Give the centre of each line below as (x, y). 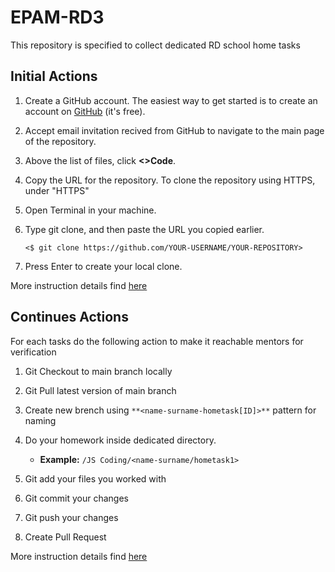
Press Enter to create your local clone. (103, 266)
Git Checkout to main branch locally (98, 371)
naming (40, 420)
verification (33, 352)
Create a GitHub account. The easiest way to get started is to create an (171, 100)
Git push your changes (71, 517)
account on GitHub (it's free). (85, 111)
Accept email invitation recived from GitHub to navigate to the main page (174, 130)
